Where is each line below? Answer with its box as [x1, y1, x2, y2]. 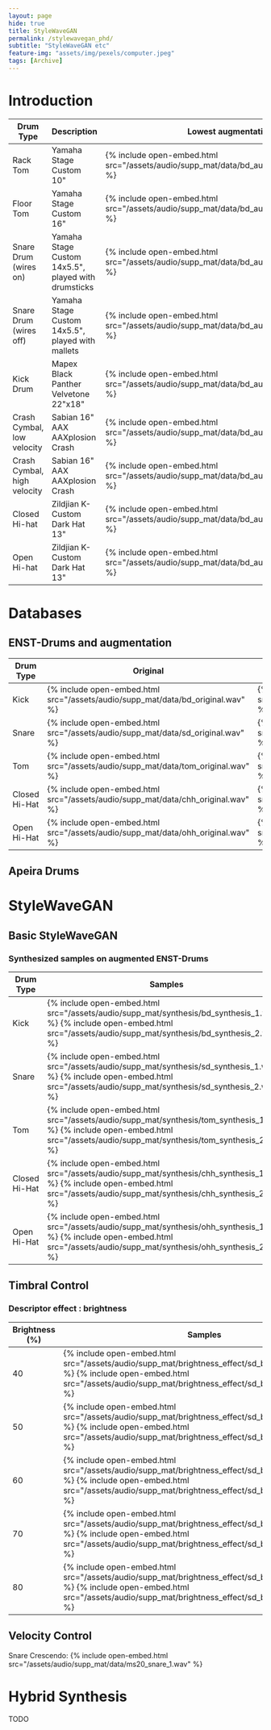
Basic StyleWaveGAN [8, 928, 119, 942]
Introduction [8, 92, 94, 110]
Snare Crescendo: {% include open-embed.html [8, 1650, 169, 1660]
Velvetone [51, 388, 90, 399]
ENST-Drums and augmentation [8, 636, 172, 650]
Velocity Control [8, 1629, 93, 1643]
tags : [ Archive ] [8, 57, 63, 65]
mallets [51, 344, 79, 356]
